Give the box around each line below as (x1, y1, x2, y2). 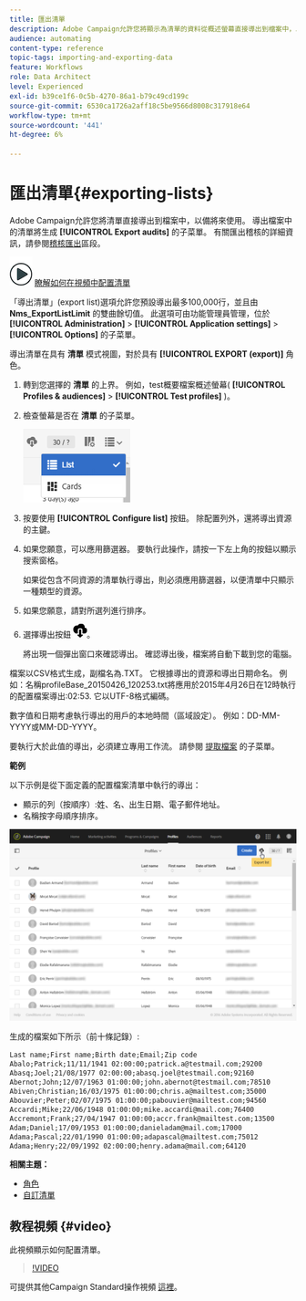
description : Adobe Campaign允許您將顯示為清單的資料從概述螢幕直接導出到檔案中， (9, 24, 296, 34)
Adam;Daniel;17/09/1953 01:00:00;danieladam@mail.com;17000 (9, 1123, 243, 1132)
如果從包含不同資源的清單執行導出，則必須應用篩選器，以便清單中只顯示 (22, 574, 294, 585)
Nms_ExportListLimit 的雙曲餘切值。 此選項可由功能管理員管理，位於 (9, 307, 270, 318)
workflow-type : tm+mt (9, 110, 92, 120)
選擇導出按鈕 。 (22, 629, 96, 640)
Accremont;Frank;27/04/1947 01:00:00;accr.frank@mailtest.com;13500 (9, 1114, 275, 1123)
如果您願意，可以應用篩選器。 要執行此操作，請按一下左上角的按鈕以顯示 (22, 543, 297, 554)
